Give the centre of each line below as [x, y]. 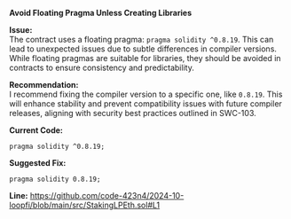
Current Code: [36, 130]
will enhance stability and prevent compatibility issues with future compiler [145, 104]
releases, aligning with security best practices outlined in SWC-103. [133, 113]
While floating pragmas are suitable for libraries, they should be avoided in [145, 58]
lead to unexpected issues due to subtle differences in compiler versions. [143, 49]
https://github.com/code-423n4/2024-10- [107, 196]
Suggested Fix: [38, 163]
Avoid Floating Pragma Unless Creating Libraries [101, 13]
